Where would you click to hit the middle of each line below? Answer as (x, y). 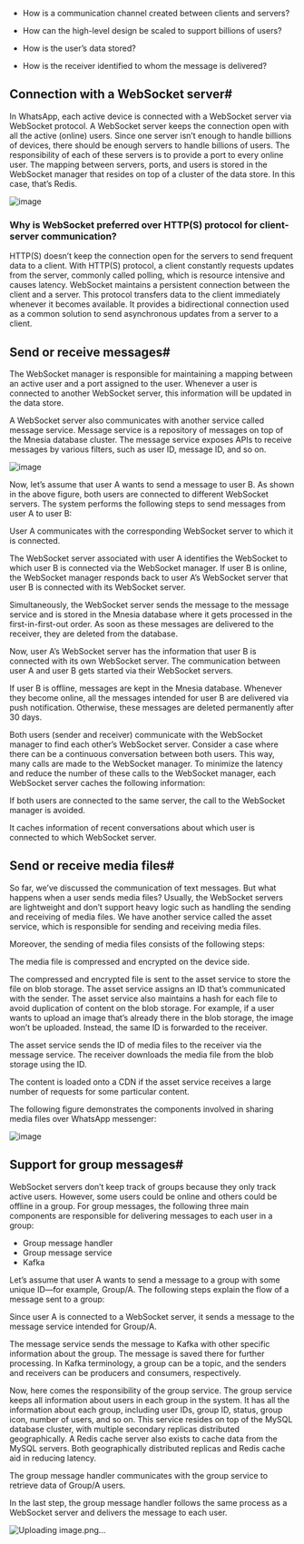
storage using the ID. (49, 1064)
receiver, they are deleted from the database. (94, 634)
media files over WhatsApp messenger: (83, 1118)
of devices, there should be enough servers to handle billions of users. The (150, 145)
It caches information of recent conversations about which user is (132, 827)
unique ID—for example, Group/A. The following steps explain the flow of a (149, 1289)
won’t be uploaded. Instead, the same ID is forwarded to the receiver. (139, 1027)
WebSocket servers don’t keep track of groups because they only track (143, 1186)
